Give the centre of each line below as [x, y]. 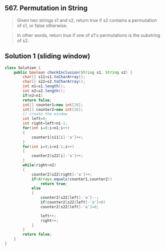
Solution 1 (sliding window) [47, 56]
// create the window [45, 114]
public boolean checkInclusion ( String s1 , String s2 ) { [73, 72]
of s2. [23, 40]
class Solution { [23, 68]
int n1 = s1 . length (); [44, 86]
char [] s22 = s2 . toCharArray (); [54, 82]
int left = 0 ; [35, 119]
